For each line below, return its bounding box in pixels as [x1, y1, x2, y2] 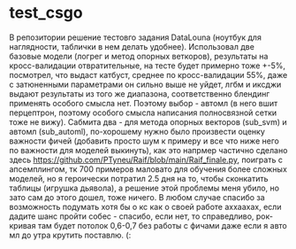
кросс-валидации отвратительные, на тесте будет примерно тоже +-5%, [9, 60, 285, 71]
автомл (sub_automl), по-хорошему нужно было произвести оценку [9, 126, 265, 136]
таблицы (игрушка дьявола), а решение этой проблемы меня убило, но [9, 183, 280, 193]
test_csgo [9, 3, 83, 23]
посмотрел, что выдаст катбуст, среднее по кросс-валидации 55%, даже [9, 69, 288, 80]
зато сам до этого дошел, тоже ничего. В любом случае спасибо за [9, 191, 265, 202]
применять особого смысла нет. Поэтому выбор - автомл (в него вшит [9, 97, 278, 108]
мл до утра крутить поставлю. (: [9, 230, 132, 240]
